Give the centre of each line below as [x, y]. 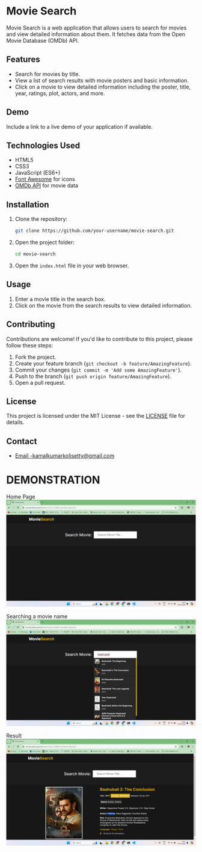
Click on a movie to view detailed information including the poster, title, [103, 87]
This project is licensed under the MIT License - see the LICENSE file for [96, 416]
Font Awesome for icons [45, 179]
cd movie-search [35, 254]
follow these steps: [29, 345]
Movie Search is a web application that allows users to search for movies [96, 28]
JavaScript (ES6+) [38, 173]
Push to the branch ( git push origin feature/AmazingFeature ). [93, 376]
